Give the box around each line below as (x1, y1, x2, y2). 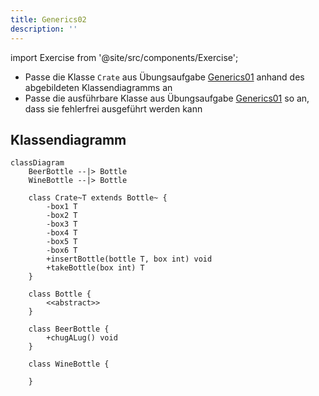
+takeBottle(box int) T (46, 263, 145, 273)
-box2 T (46, 211, 78, 221)
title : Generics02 (10, 14, 87, 25)
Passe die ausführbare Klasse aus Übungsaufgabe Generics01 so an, (24, 92, 310, 104)
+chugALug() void (46, 333, 118, 343)
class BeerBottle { (28, 324, 110, 335)
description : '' (10, 24, 78, 34)
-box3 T (46, 219, 78, 230)
